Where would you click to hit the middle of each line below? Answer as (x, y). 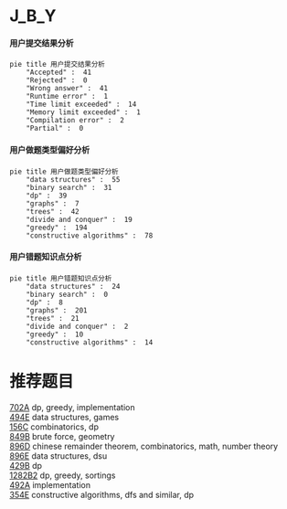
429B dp (26, 465)
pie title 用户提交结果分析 (57, 65)
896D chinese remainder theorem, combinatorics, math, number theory (144, 446)
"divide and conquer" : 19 (79, 219)
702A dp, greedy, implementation (72, 407)
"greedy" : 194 (57, 228)
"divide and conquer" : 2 (77, 326)
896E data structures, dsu (58, 456)
